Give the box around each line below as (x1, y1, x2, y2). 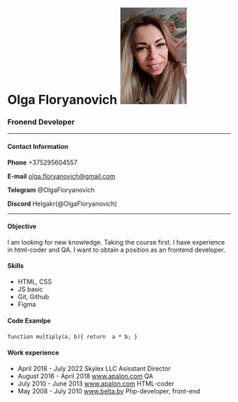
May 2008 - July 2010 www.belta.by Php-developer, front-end (17, 386, 200, 395)
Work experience (7, 348, 59, 357)
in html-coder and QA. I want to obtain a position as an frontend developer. (7, 245, 225, 254)
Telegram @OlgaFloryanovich (7, 185, 96, 194)
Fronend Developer (7, 117, 75, 127)
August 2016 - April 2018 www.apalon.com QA (17, 372, 154, 380)
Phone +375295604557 (7, 158, 78, 167)
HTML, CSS (17, 277, 52, 286)
